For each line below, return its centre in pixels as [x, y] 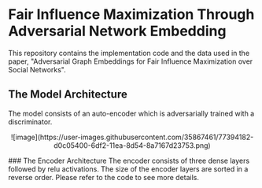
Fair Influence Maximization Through [131, 15]
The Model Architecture [68, 95]
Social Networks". [37, 69]
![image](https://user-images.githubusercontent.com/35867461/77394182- [132, 137]
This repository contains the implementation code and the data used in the [129, 53]
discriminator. [30, 122]
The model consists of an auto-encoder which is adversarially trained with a [131, 113]
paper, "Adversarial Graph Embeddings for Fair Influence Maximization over [131, 61]
